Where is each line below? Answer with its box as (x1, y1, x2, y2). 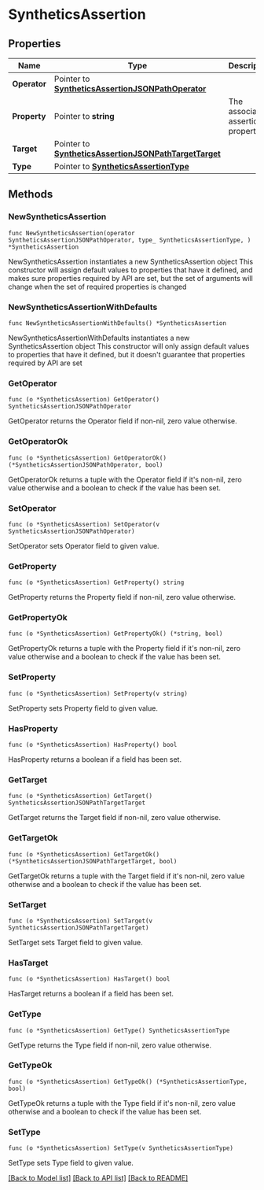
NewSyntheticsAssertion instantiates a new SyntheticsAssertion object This (8, 257, 254, 266)
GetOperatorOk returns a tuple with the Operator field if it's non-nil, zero (8, 475, 242, 484)
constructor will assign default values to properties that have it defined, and (8, 265, 253, 275)
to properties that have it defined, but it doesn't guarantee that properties (8, 349, 246, 359)
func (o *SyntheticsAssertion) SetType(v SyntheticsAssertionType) (8, 1144, 234, 1152)
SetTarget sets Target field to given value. (8, 937, 143, 947)
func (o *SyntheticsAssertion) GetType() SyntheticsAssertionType (8, 1026, 230, 1034)
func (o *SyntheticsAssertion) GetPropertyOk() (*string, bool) (8, 630, 223, 638)
